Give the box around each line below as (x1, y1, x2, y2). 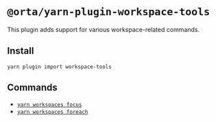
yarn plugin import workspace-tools (7, 63, 112, 70)
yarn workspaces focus (16, 101, 82, 108)
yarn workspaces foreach (16, 108, 88, 115)
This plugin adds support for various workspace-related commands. (7, 25, 200, 33)
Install (7, 45, 34, 57)
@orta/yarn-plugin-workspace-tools (7, 5, 211, 18)
